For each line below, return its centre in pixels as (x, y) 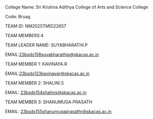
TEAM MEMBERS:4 (24, 36)
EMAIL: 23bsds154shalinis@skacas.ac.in (46, 92)
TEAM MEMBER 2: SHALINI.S (35, 83)
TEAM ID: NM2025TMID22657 (36, 26)
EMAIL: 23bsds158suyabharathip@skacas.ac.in (52, 54)
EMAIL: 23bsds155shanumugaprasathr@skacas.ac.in (58, 111)
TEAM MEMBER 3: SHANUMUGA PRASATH (49, 102)
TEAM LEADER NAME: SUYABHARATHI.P (46, 45)
